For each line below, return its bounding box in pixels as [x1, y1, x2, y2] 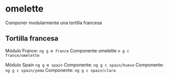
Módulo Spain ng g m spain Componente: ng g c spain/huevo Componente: [5, 61, 164, 68]
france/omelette [5, 53, 40, 58]
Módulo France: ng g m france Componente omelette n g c [5, 47, 129, 53]
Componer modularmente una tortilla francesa [5, 20, 103, 26]
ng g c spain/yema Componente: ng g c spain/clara [5, 67, 116, 73]
